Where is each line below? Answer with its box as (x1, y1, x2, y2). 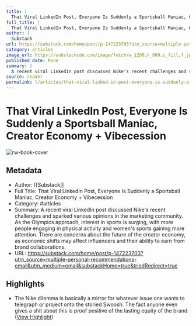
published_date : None (6, 57, 59, 63)
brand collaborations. (14, 243, 66, 250)
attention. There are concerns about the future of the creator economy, (14, 231, 185, 238)
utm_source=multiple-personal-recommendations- (14, 256, 137, 263)
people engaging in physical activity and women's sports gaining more (14, 225, 185, 232)
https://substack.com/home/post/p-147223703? (27, 249, 144, 256)
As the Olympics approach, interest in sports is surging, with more (14, 218, 174, 225)
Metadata (6, 166, 42, 176)
